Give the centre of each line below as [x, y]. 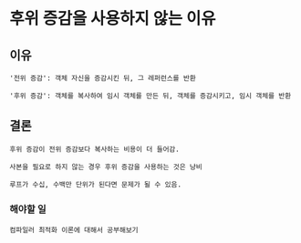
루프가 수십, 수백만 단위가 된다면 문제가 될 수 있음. [96, 184]
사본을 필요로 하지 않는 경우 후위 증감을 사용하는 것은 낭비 [106, 167]
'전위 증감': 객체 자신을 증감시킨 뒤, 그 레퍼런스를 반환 [103, 78]
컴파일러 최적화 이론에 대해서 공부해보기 [74, 230]
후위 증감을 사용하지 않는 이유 [113, 19]
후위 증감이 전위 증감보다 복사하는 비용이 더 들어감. [94, 149]
